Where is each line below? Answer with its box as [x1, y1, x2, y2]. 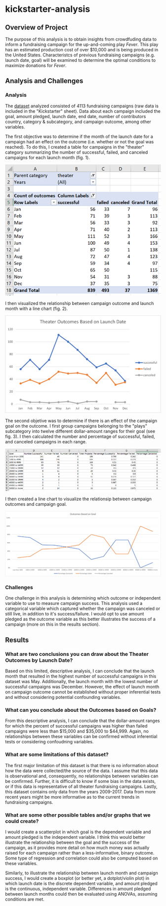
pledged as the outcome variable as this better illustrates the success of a [5, 616, 156, 622]
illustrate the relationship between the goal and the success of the [5, 839, 140, 846]
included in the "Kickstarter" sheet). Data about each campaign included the [5, 108, 161, 114]
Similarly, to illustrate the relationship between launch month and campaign [5, 870, 158, 876]
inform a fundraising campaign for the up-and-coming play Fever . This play [5, 42, 159, 47]
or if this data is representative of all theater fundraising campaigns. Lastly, [5, 783, 158, 789]
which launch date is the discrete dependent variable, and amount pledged [5, 881, 158, 887]
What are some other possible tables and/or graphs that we [5, 812, 151, 819]
